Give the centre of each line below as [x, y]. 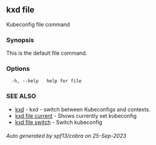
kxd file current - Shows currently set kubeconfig [76, 116]
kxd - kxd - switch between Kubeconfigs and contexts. [83, 109]
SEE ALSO [21, 96]
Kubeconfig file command [38, 24]
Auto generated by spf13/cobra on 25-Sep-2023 [66, 136]
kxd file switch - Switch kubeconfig [58, 122]
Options [18, 69]
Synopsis [20, 40]
